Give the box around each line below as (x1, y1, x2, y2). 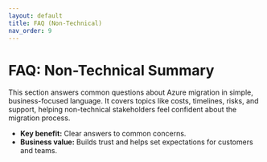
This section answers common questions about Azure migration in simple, (8, 87, 253, 97)
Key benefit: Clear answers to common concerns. (19, 129, 187, 139)
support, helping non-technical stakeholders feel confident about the (8, 105, 237, 115)
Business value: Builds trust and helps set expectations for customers (19, 137, 253, 147)
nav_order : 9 (8, 26, 52, 34)
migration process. (8, 113, 71, 123)
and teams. (19, 146, 58, 156)
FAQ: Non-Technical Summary (8, 61, 215, 79)
